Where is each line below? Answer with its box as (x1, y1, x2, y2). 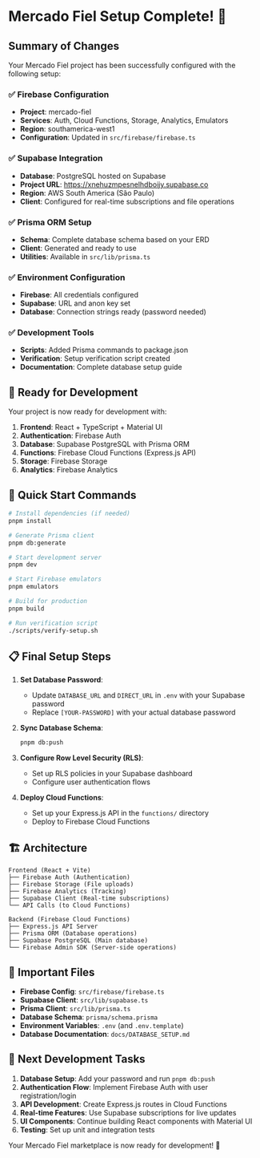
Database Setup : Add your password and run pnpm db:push (19, 1074, 216, 1083)
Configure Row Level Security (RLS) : (19, 753, 144, 763)
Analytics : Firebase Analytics (19, 465, 118, 475)
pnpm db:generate (8, 539, 66, 547)
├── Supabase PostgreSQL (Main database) (8, 937, 149, 945)
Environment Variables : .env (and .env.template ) (19, 1020, 184, 1030)
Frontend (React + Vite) (8, 866, 91, 875)
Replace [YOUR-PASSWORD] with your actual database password (31, 707, 236, 717)
